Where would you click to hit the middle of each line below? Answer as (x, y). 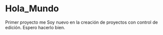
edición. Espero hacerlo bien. (35, 27)
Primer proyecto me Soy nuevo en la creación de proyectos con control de (81, 22)
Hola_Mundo (32, 9)
